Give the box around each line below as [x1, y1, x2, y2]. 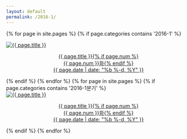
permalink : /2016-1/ [6, 14, 57, 20]
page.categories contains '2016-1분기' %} [6, 84, 107, 91]
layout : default [6, 8, 46, 15]
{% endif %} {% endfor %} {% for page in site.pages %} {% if [6, 77, 155, 85]
